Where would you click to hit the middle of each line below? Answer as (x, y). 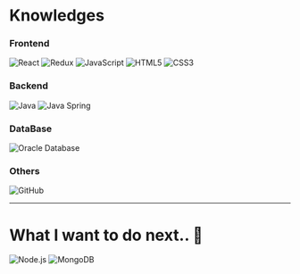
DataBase (31, 129)
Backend (29, 86)
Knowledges (57, 16)
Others (25, 171)
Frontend (29, 44)
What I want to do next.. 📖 (106, 235)
